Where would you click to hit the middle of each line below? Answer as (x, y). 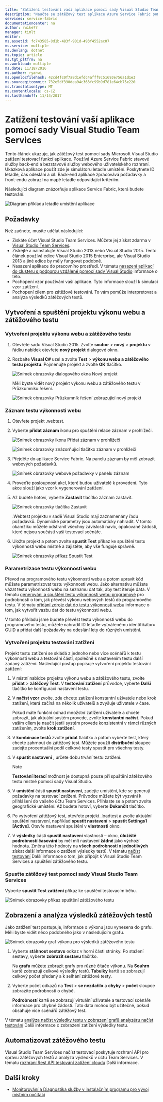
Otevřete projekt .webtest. (38, 421)
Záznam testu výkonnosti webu (43, 411)
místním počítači (28, 1095)
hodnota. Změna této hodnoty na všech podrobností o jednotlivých (80, 846)
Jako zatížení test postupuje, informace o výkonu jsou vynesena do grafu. (79, 927)
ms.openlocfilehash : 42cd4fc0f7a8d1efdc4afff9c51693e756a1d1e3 (70, 77)
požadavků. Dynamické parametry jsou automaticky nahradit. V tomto (82, 521)
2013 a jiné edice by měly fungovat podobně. (57, 261)
